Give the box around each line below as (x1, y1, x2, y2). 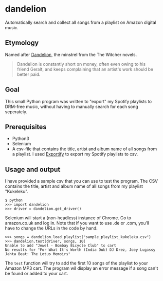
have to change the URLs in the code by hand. (5, 225, 98, 231)
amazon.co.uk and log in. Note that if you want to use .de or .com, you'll (5, 220, 149, 226)
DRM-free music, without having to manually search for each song (5, 104, 139, 109)
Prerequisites (5, 123, 47, 131)
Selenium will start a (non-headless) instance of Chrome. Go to (5, 215, 131, 221)
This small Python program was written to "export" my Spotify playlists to (5, 98, 152, 104)
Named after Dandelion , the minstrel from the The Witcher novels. (5, 52, 137, 57)
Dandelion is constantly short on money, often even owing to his (17, 61, 146, 67)
